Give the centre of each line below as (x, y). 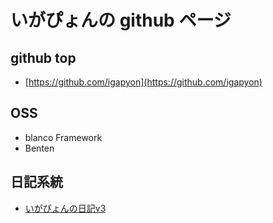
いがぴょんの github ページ (121, 20)
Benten (39, 148)
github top (43, 57)
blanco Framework (63, 137)
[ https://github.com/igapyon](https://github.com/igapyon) (143, 82)
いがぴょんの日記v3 (65, 208)
